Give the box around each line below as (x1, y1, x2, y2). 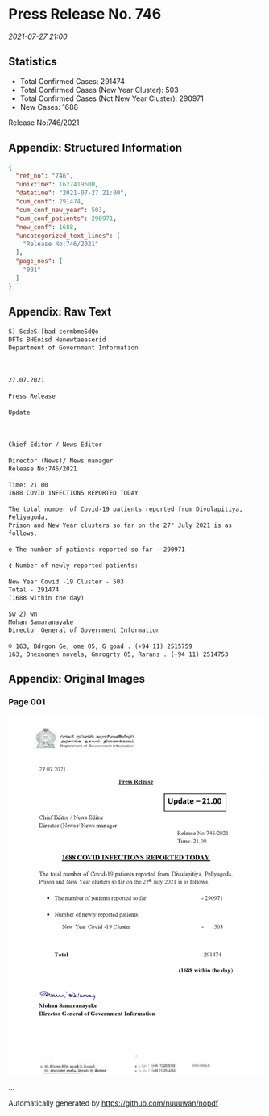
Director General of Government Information (8, 626, 160, 634)
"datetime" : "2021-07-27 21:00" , (15, 189, 128, 198)
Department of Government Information (8, 344, 139, 352)
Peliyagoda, (8, 513, 48, 521)
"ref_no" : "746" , (15, 172, 74, 180)
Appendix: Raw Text (8, 305, 112, 319)
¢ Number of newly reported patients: (8, 562, 139, 570)
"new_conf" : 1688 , (15, 223, 78, 231)
